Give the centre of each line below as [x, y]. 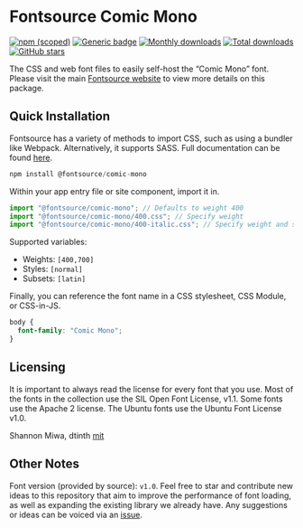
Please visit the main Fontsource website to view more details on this [138, 78]
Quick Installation [60, 116]
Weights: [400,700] [58, 259]
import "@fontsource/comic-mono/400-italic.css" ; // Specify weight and [149, 225]
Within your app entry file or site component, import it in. [115, 191]
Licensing [37, 368]
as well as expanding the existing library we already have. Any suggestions [149, 504]
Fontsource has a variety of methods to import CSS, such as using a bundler [151, 138]
